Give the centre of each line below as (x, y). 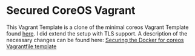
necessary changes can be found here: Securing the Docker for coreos (95, 40)
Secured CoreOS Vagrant (71, 11)
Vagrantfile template (31, 46)
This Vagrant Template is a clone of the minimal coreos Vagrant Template (97, 27)
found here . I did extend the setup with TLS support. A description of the (97, 33)
